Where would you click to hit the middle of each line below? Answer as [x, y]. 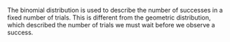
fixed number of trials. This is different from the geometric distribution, [109, 17]
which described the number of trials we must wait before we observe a [111, 25]
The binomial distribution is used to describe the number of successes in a [115, 10]
